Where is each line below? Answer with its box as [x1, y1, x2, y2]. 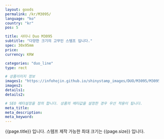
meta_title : [5, 105, 29, 110]
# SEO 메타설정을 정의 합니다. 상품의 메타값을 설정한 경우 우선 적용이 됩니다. [5, 101, 143, 106]
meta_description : [5, 110, 42, 115]
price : [5, 47, 19, 52]
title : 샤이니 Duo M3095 [5, 34, 53, 39]
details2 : [5, 92, 25, 97]
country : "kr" [5, 20, 34, 26]
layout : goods [5, 7, 34, 12]
